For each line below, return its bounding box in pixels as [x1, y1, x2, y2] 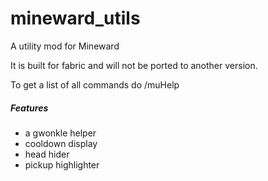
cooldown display [24, 137, 98, 149]
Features [10, 102, 49, 114]
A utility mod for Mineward [10, 40, 120, 52]
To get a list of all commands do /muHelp [10, 78, 180, 91]
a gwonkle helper [24, 127, 97, 139]
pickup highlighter [24, 158, 100, 171]
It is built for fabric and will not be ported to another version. [10, 59, 258, 71]
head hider [24, 148, 70, 160]
